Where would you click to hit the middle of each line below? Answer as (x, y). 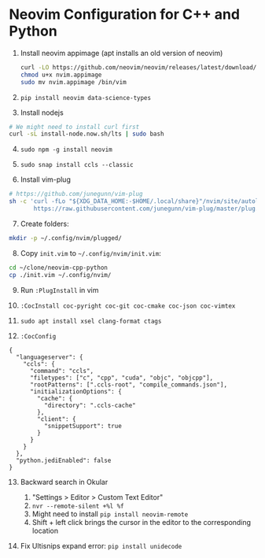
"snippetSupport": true (83, 426)
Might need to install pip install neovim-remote (110, 514)
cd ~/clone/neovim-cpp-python (59, 268)
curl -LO (35, 67)
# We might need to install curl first (74, 127)
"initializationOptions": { (76, 391)
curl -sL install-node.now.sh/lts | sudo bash (86, 134)
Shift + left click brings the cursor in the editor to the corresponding (141, 522)
